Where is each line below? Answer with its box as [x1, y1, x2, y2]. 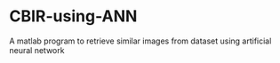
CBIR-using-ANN [9, 6, 138, 27]
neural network [9, 44, 65, 55]
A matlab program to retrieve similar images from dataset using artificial [9, 35, 272, 46]
